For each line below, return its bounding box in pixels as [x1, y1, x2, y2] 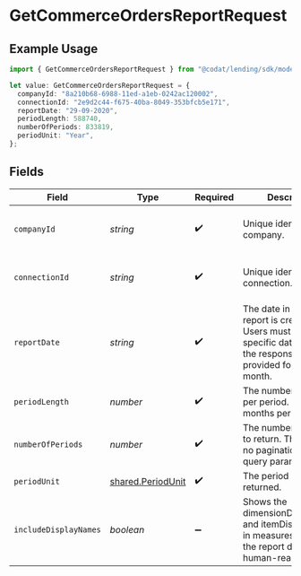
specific [242, 336, 277, 348]
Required [193, 190, 235, 203]
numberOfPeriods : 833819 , [17, 123, 115, 132]
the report [242, 540, 285, 553]
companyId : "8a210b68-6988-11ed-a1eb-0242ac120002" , [17, 89, 219, 99]
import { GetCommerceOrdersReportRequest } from [9, 65, 194, 74]
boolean [109, 523, 145, 536]
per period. [242, 396, 289, 408]
